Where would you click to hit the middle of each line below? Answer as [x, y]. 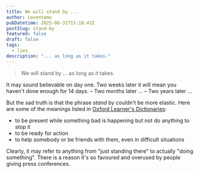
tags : [13, 45]
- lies [20, 51]
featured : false [26, 34]
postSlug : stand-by [30, 28]
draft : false [22, 39]
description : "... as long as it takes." [59, 56]
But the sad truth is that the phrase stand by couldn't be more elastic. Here [98, 103]
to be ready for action [42, 133]
